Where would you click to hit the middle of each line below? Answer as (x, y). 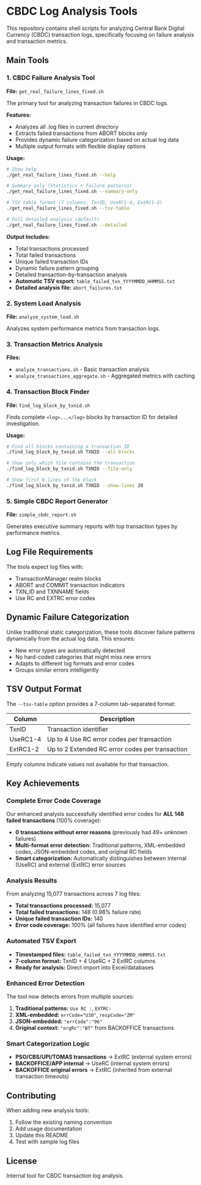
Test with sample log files (47, 1142)
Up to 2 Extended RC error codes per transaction (117, 749)
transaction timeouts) (42, 1076)
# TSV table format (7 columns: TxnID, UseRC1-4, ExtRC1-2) (85, 203)
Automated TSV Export (41, 941)
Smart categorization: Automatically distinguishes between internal (101, 858)
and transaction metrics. (37, 41)
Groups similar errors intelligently (57, 670)
